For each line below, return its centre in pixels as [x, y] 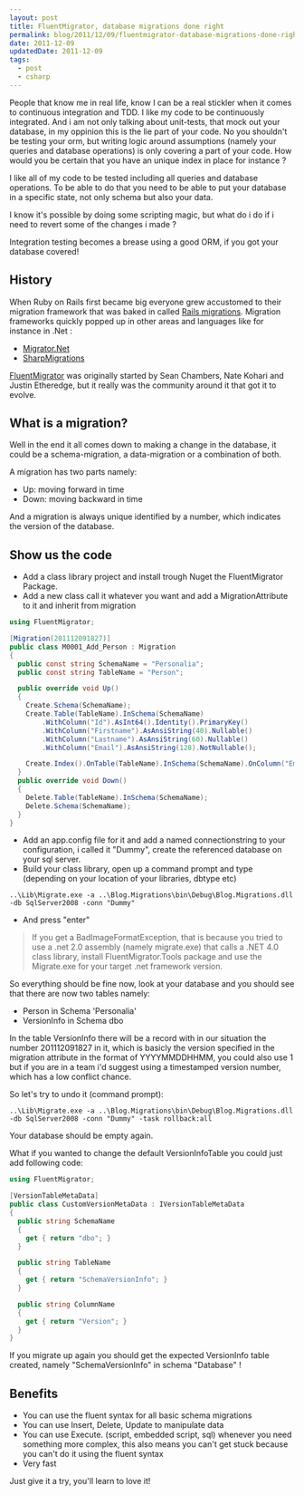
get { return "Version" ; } [76, 1321]
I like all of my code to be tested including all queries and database [134, 178]
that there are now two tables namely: [80, 994]
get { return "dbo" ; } [68, 1238]
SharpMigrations [53, 358]
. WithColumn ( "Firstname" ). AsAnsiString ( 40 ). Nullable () [147, 730]
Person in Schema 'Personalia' [80, 1011]
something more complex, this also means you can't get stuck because [155, 1444]
